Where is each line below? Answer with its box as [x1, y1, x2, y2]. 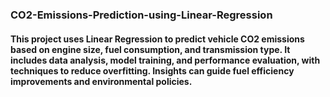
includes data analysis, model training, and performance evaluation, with [10, 54, 321, 66]
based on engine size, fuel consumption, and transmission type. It [10, 43, 291, 55]
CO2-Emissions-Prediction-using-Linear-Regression [10, 8, 273, 22]
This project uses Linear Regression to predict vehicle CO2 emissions [10, 33, 305, 45]
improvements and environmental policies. [10, 75, 193, 87]
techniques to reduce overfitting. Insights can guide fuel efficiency [10, 64, 295, 77]
